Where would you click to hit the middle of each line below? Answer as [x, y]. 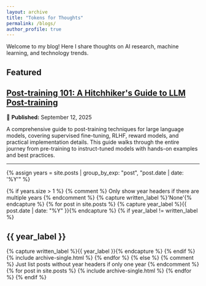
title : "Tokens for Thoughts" [45, 18]
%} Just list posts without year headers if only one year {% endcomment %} [103, 265]
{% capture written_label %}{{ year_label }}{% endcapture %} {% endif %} [101, 251]
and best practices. [31, 155]
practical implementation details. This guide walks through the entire [93, 142]
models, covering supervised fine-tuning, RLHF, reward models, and [93, 136]
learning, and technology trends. [48, 53]
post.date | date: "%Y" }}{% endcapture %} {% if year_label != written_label [102, 211]
